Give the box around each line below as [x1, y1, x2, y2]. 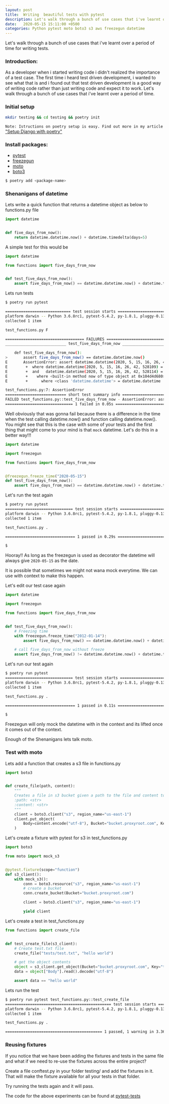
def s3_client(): [5, 872, 42, 877]
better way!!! [5, 432, 32, 438]
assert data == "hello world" [14, 978, 78, 984]
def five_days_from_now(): [5, 230, 62, 235]
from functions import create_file [5, 928, 80, 933]
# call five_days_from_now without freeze [14, 647, 105, 652]
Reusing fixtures [5, 1041, 47, 1049]
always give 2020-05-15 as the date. [5, 558, 79, 564]
